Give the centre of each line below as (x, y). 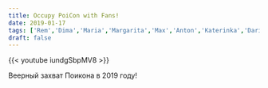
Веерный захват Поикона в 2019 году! (73, 75)
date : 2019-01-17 (37, 23)
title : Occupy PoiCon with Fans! (64, 15)
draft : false (30, 38)
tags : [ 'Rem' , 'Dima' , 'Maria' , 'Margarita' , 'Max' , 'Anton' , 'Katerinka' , (126, 30)
